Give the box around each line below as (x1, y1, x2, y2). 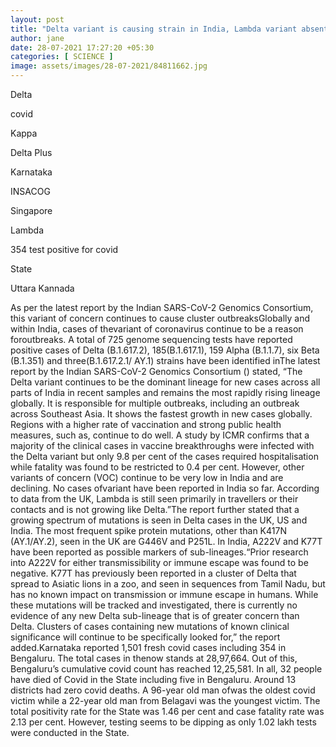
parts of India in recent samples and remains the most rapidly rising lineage (10, 387, 321, 398)
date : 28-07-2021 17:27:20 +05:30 (10, 42, 155, 53)
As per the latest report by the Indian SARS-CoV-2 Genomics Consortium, (10, 302, 314, 313)
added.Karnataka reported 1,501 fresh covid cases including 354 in (10, 642, 287, 653)
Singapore (10, 205, 53, 216)
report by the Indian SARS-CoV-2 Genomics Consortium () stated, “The (10, 366, 303, 377)
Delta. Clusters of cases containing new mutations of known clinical (10, 621, 290, 632)
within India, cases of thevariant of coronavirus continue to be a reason (10, 323, 304, 335)
